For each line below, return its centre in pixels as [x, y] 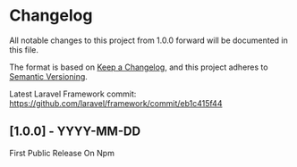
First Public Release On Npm [62, 153]
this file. [24, 49]
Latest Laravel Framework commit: [73, 94]
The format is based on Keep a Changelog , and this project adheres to [139, 67]
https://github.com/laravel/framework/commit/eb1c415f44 [116, 103]
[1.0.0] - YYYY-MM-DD [75, 132]
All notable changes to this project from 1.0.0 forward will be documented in [149, 40]
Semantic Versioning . [48, 76]
